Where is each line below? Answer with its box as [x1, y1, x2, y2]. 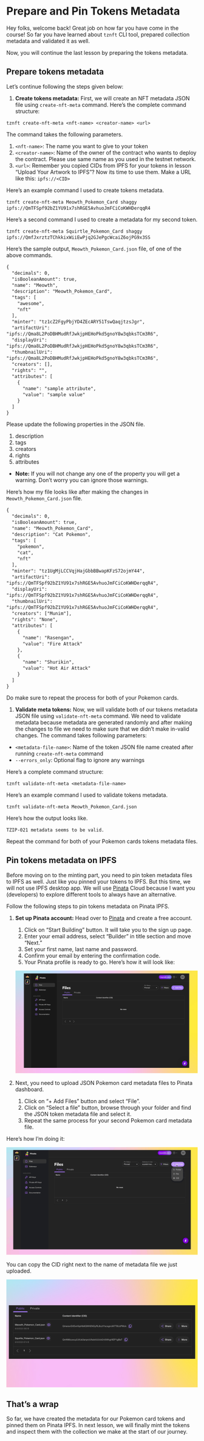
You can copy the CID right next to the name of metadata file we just [6, 1261, 178, 1268]
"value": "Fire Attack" [22, 641, 83, 647]
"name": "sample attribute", [22, 385, 97, 391]
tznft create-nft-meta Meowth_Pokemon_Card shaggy [6, 199, 137, 205]
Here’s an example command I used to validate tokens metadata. [6, 791, 168, 799]
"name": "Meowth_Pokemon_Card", [12, 525, 94, 531]
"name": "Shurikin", [22, 659, 75, 665]
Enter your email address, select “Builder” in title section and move [24, 932, 191, 940]
